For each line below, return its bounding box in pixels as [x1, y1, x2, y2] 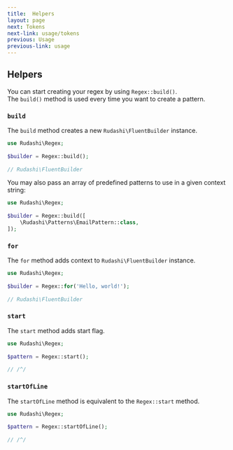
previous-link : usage [7, 43, 71, 50]
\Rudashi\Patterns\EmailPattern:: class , [20, 219, 139, 226]
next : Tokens [7, 23, 45, 30]
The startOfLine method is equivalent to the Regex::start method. [7, 397, 200, 405]
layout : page [7, 17, 45, 24]
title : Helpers [7, 10, 55, 17]
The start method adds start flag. [7, 326, 105, 335]
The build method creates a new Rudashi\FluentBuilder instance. [7, 127, 198, 135]
